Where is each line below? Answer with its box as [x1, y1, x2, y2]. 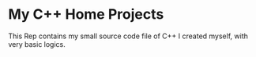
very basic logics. [8, 39, 66, 48]
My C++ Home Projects [8, 5, 164, 23]
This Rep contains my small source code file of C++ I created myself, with [8, 31, 249, 41]
